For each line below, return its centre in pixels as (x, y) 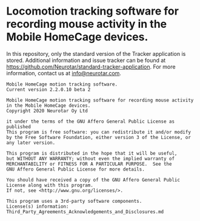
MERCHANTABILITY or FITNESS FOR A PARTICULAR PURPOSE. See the (89, 164)
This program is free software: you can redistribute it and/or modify (98, 132)
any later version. (31, 143)
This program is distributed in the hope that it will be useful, (92, 153)
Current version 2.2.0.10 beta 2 (48, 89)
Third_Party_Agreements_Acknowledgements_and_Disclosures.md (85, 212)
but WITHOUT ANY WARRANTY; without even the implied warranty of (90, 158)
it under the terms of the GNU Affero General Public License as (90, 121)
